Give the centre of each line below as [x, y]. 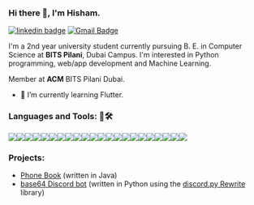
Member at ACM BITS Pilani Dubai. [67, 79]
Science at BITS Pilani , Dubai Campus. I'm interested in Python [114, 55]
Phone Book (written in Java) [69, 175]
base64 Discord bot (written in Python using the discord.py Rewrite [133, 184]
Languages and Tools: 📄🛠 [61, 117]
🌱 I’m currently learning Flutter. [72, 95]
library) [32, 192]
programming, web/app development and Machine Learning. [110, 63]
